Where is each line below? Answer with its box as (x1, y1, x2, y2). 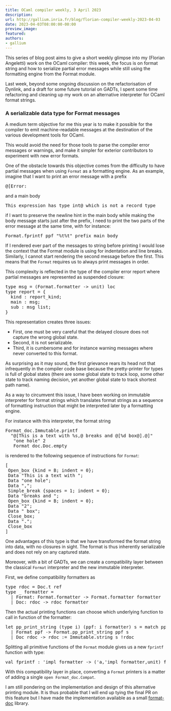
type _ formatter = (5, 589, 54, 595)
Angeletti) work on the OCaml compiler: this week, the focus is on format (5, 60, 158, 66)
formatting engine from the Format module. (5, 71, 96, 77)
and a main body (5, 193, 41, 199)
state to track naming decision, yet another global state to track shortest (5, 376, 157, 382)
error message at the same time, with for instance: (5, 223, 111, 229)
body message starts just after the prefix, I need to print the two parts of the (5, 217, 165, 224)
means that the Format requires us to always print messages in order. (5, 259, 150, 265)
